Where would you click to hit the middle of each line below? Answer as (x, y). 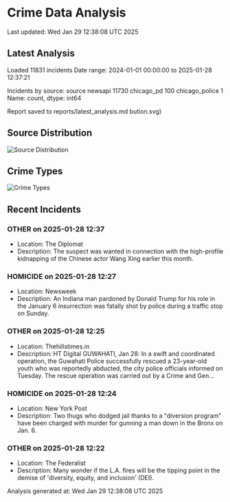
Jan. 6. (27, 430)
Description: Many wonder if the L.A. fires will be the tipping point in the (119, 470)
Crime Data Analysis (67, 13)
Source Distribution (50, 133)
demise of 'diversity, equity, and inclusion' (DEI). (85, 478)
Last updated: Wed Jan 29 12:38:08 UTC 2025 (73, 32)
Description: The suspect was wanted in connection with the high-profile (120, 251)
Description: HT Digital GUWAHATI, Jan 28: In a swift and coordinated (116, 353)
